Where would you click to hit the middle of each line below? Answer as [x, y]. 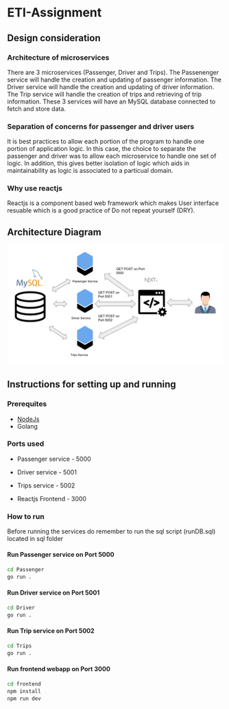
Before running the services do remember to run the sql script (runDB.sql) [111, 531]
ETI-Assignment [55, 13]
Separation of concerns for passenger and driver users [101, 126]
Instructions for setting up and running [92, 384]
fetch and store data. [37, 108]
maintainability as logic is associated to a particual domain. [90, 171]
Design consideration [54, 38]
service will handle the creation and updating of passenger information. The [114, 80]
